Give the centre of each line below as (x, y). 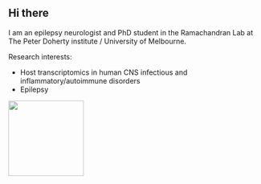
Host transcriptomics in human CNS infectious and (104, 72)
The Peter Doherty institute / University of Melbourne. (98, 41)
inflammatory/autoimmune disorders (80, 80)
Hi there (29, 13)
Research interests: (40, 56)
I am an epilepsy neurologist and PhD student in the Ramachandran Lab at (131, 32)
